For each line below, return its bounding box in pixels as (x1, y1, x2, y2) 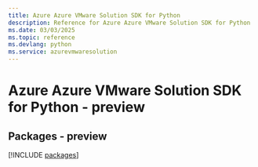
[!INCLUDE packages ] (8, 151, 79, 159)
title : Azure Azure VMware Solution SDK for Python (8, 11, 180, 20)
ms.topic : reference (8, 33, 76, 42)
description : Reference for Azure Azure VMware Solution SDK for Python (8, 19, 251, 27)
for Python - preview (8, 99, 145, 116)
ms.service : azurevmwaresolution (8, 48, 118, 56)
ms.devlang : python (8, 41, 72, 49)
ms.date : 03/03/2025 (8, 26, 76, 34)
